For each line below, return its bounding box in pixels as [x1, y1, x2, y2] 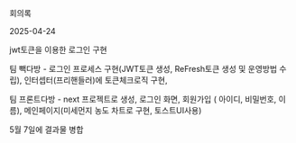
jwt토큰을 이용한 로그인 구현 [9, 44, 107, 55]
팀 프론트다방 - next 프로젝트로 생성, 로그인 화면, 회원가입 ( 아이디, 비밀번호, [9, 94, 277, 104]
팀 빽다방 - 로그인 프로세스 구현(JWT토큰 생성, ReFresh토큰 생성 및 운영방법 [9, 64, 278, 74]
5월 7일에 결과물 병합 [9, 124, 84, 135]
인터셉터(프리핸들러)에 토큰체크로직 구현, [23, 75, 168, 85]
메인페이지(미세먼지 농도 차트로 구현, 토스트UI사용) [23, 105, 202, 115]
